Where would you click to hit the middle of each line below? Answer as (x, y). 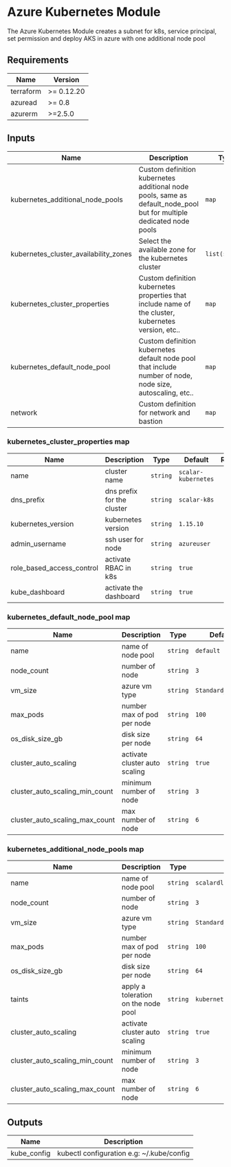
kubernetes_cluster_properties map (68, 442)
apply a (133, 986)
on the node (141, 1003)
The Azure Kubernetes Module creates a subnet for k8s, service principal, (112, 31)
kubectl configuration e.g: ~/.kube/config (124, 1153)
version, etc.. (159, 330)
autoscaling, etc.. (166, 393)
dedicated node (164, 221)
